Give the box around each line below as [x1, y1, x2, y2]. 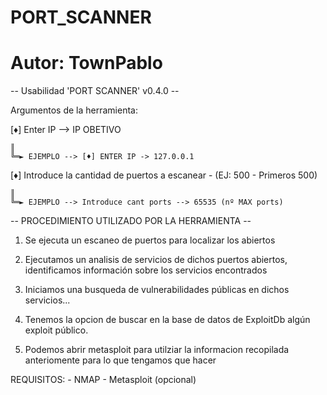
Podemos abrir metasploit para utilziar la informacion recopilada [24, 344, 290, 356]
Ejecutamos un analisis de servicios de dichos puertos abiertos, [24, 254, 288, 266]
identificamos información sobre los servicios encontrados [24, 264, 268, 276]
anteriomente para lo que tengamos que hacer [24, 354, 217, 366]
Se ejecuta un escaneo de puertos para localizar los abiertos [24, 234, 276, 246]
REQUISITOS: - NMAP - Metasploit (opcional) [10, 374, 197, 386]
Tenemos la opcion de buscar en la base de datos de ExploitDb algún [24, 314, 311, 326]
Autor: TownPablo [10, 52, 163, 75]
